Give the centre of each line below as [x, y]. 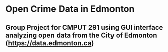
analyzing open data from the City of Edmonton [81, 35]
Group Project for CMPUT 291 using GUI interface [84, 28]
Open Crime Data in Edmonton [70, 9]
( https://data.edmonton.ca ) [50, 43]
